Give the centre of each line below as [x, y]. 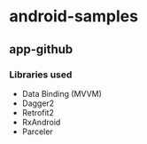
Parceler [37, 132]
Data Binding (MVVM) [62, 93]
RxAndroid [41, 122]
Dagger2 [38, 103]
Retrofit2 [38, 112]
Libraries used [41, 75]
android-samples [74, 16]
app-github [41, 49]
